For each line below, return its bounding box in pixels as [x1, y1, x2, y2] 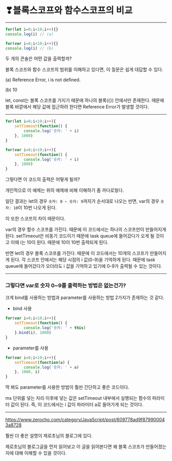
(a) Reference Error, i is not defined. [5, 77, 81, 83]
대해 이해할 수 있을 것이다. [14, 450, 67, 456]
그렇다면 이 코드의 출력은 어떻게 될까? [5, 176, 80, 182]
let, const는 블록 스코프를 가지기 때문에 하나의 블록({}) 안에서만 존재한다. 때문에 [5, 97, 164, 103]
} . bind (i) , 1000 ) [14, 330, 52, 336]
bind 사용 [12, 305, 32, 311]
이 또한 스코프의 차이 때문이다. [5, 215, 66, 222]
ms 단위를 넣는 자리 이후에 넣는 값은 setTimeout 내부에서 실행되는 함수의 [5, 395, 151, 401]
